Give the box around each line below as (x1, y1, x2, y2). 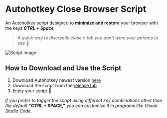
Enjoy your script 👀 (12, 88, 51, 94)
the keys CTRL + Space (5, 25, 54, 31)
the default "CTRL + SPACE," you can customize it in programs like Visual (5, 103, 158, 109)
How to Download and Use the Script (5, 64, 122, 72)
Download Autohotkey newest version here (12, 77, 101, 83)
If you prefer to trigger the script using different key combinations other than (5, 97, 163, 103)
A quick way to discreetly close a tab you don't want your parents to (17, 35, 159, 41)
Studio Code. (5, 108, 32, 114)
